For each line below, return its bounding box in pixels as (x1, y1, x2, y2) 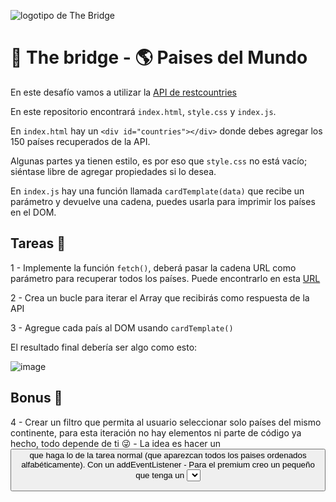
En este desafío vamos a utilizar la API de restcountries (10, 86, 237, 98)
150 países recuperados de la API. (10, 135, 151, 147)
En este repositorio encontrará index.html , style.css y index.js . (10, 105, 277, 117)
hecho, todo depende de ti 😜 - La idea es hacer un (10, 437, 222, 449)
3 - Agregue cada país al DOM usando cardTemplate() (10, 321, 234, 334)
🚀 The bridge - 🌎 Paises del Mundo (10, 46, 308, 69)
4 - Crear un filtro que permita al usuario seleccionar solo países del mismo (10, 416, 322, 428)
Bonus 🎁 (10, 390, 63, 407)
